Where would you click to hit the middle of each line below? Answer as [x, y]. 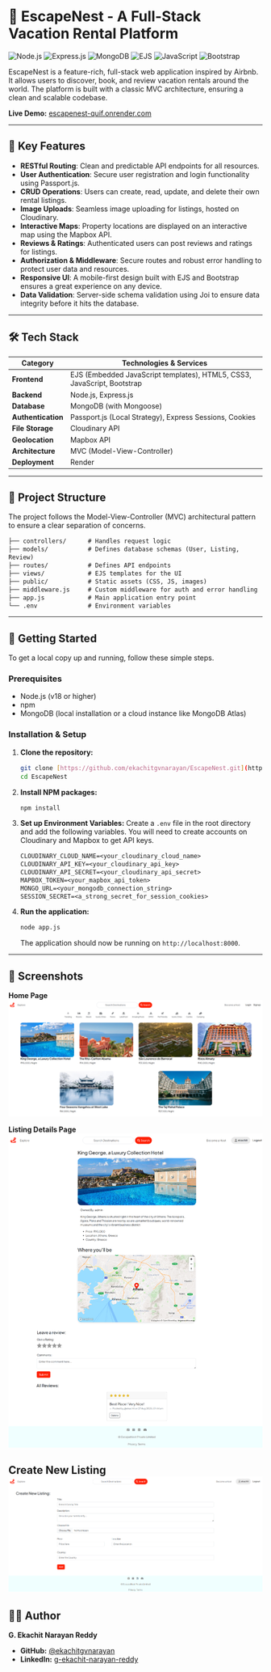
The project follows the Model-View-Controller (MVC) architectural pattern [132, 517]
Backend [27, 395]
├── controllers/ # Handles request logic [90, 541]
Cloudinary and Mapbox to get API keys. [87, 840]
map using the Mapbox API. [66, 235]
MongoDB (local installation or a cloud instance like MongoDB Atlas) [133, 713]
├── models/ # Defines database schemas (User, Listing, [124, 549]
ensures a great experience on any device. [91, 286]
